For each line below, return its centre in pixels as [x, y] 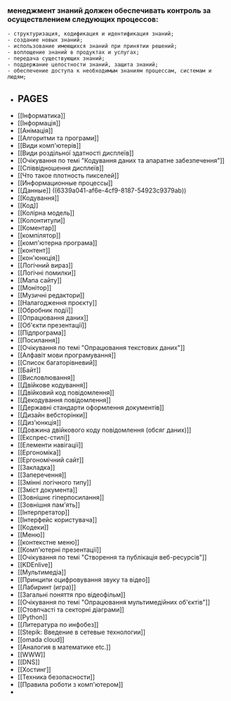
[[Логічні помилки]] [46, 273]
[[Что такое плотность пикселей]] [68, 175]
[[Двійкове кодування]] [52, 385]
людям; [17, 77]
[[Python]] [32, 617]
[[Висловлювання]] [46, 378]
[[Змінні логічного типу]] [54, 483]
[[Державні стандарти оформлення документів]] [91, 408]
